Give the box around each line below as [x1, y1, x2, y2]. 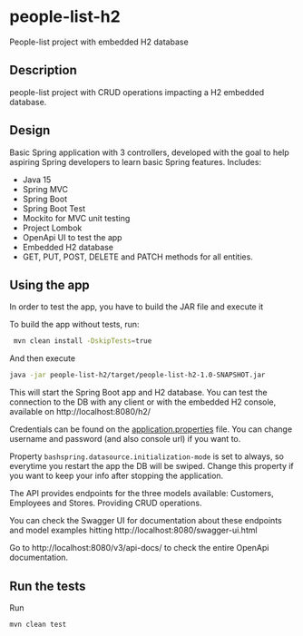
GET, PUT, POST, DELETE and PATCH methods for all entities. [22, 251, 254, 262]
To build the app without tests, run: [9, 319, 140, 330]
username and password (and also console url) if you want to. [9, 434, 241, 445]
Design [9, 122, 51, 138]
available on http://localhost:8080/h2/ [9, 406, 151, 417]
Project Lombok [22, 222, 83, 233]
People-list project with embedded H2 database [9, 36, 189, 47]
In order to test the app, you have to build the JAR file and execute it [9, 301, 264, 312]
